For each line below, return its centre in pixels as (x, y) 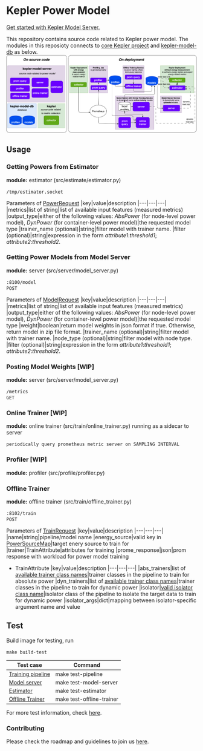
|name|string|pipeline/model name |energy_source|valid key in (84, 537)
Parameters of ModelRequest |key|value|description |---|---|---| (86, 300)
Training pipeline (29, 674)
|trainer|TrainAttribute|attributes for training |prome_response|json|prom (96, 550)
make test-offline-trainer (87, 699)
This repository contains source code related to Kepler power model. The (97, 39)
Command (87, 665)
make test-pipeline (79, 674)
